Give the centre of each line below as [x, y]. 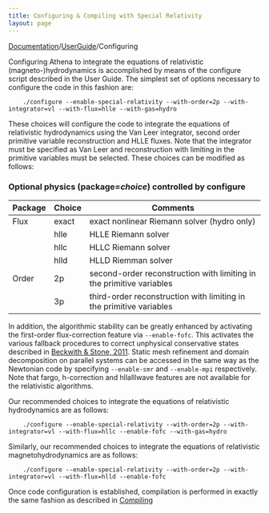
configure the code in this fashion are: [71, 87]
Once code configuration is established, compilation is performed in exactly [133, 491]
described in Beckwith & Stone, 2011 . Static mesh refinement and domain [129, 351]
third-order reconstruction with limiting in [167, 296]
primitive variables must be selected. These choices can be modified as [127, 158]
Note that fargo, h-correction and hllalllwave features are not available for [129, 377]
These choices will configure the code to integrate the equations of [119, 123]
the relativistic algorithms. [51, 386]
